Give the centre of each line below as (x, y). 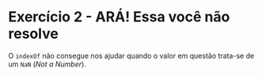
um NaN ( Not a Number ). (47, 64)
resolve (34, 34)
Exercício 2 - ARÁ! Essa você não (119, 17)
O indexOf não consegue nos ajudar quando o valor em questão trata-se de (131, 55)
